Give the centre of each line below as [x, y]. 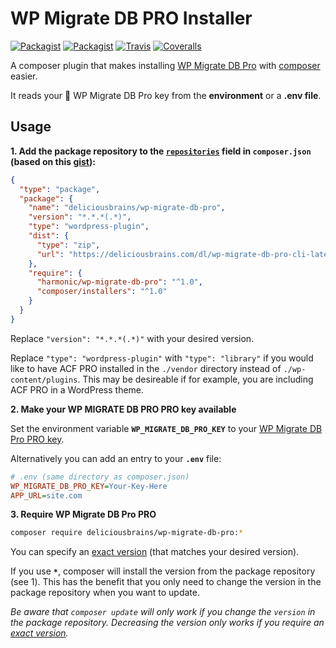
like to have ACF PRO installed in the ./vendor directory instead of [146, 368]
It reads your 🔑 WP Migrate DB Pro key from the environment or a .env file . [166, 95]
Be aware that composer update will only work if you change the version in [163, 612]
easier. [24, 76]
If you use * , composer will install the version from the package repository [163, 571]
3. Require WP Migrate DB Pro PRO [83, 514]
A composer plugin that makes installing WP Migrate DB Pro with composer [165, 65]
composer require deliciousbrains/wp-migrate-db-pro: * [127, 533]
